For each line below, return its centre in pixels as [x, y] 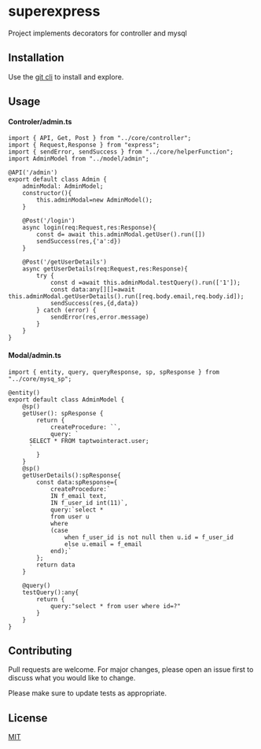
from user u [70, 517]
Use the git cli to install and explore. [66, 76]
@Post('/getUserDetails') [65, 262]
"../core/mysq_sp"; [40, 379]
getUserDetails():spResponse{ [72, 475]
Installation [36, 58]
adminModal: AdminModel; [63, 186]
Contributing [40, 650]
